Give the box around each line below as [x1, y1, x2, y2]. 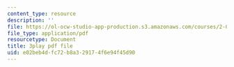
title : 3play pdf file [7, 43, 73, 50]
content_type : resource [7, 10, 77, 17]
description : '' [7, 17, 54, 24]
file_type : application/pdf [7, 29, 89, 37]
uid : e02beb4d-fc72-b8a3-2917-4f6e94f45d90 [7, 50, 136, 57]
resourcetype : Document [7, 36, 77, 43]
